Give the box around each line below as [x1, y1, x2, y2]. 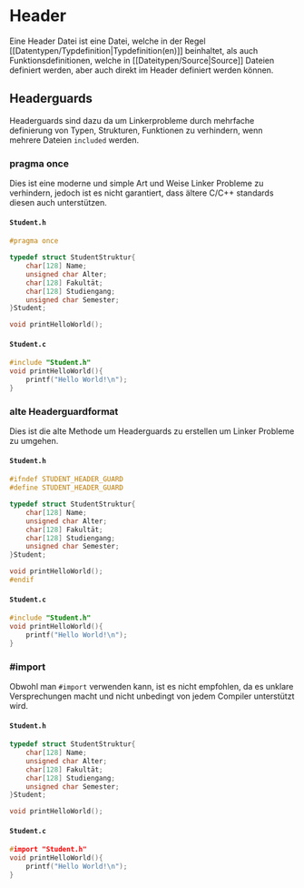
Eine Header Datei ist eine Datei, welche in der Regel [9, 35, 206, 46]
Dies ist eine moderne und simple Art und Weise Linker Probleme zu [9, 178, 264, 189]
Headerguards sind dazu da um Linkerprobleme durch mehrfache [9, 115, 255, 126]
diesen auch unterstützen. [9, 197, 107, 208]
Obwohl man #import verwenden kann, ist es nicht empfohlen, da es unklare [9, 681, 294, 691]
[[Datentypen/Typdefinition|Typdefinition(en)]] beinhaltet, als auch [9, 45, 259, 55]
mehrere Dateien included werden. [9, 134, 140, 146]
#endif [9, 575, 34, 585]
